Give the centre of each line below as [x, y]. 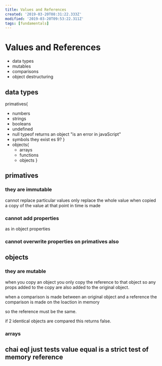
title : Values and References [36, 10]
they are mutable [26, 271]
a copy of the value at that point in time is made [53, 205]
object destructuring [33, 77]
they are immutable [29, 190]
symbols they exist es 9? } [38, 139]
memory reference [34, 357]
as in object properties [28, 229]
